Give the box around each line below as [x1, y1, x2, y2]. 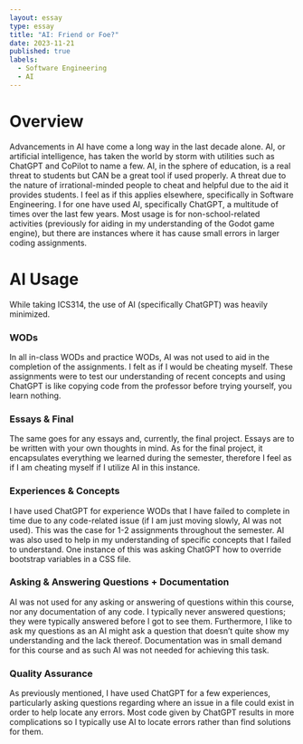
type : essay [9, 22, 54, 31]
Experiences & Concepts [9, 485, 120, 498]
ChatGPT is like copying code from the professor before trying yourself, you [9, 380, 292, 391]
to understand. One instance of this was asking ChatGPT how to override [9, 544, 282, 555]
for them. [9, 726, 43, 738]
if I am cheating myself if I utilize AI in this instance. [9, 463, 201, 473]
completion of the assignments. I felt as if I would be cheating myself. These [9, 361, 294, 372]
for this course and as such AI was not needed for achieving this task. [9, 644, 270, 655]
